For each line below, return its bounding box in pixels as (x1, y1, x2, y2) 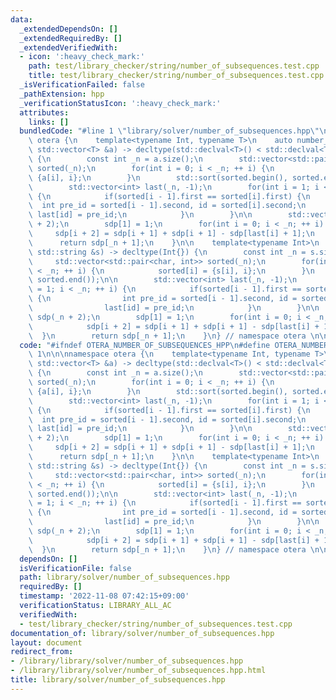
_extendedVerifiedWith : (19, 42, 118, 53)
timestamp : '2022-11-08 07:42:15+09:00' (19, 591, 190, 601)
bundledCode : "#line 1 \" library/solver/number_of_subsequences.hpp (19, 126, 311, 136)
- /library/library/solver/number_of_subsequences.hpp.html (10, 666, 267, 676)
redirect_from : (10, 647, 74, 657)
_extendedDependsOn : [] (19, 24, 118, 34)
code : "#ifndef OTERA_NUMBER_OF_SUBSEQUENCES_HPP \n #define (19, 340, 271, 350)
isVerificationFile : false (19, 563, 132, 573)
